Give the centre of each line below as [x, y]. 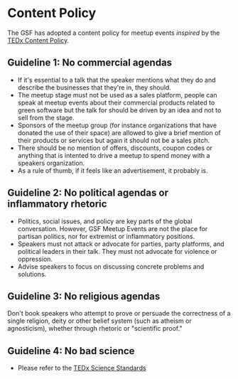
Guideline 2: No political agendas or [88, 193]
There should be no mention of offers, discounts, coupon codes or [115, 148]
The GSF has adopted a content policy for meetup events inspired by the [114, 33]
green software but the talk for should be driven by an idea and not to [119, 110]
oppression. [35, 259]
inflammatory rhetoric [57, 204]
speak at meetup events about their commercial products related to [116, 102]
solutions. [32, 274]
